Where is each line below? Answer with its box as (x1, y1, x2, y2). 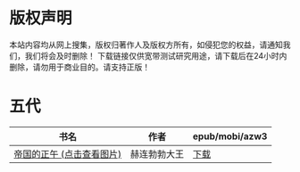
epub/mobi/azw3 (192, 130, 268, 143)
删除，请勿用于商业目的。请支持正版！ (9, 61, 150, 72)
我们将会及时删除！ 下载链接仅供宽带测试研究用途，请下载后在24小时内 (24, 50, 287, 61)
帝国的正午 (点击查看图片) (13, 148, 122, 160)
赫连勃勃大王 (129, 148, 185, 160)
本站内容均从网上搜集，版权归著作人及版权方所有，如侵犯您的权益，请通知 (9, 39, 283, 50)
